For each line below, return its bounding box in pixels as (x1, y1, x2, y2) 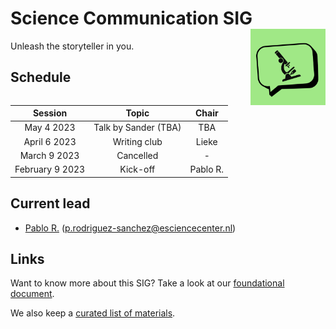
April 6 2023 (23, 135, 77, 147)
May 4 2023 (24, 122, 76, 134)
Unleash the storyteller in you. (10, 40, 135, 52)
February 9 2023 (14, 163, 86, 176)
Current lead (10, 195, 91, 212)
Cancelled (116, 149, 159, 161)
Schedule (10, 69, 72, 86)
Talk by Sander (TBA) (93, 122, 182, 134)
